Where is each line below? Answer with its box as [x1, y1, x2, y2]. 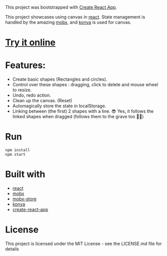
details [5, 245, 19, 252]
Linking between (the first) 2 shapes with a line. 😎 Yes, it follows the [12, 108, 154, 114]
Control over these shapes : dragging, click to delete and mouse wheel [12, 82, 158, 88]
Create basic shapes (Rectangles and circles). [12, 76, 107, 82]
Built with [5, 169, 45, 180]
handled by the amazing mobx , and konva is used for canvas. [5, 20, 131, 25]
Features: [5, 60, 46, 71]
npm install [5, 148, 30, 153]
